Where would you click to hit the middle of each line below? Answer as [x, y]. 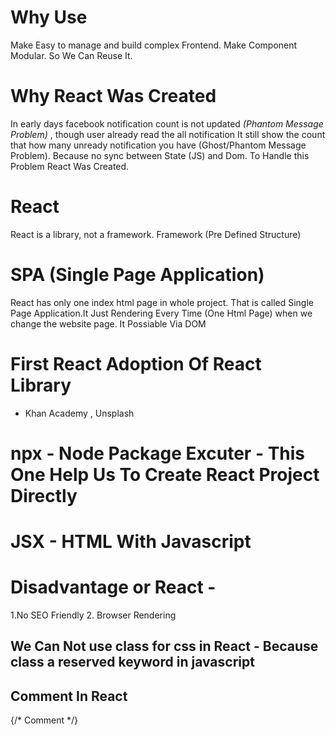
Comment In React [69, 696]
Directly [44, 495]
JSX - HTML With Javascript [131, 542]
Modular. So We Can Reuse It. [71, 55]
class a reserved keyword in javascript [132, 662]
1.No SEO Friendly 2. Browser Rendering [93, 615]
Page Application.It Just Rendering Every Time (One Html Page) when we [161, 313]
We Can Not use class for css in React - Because [164, 646]
